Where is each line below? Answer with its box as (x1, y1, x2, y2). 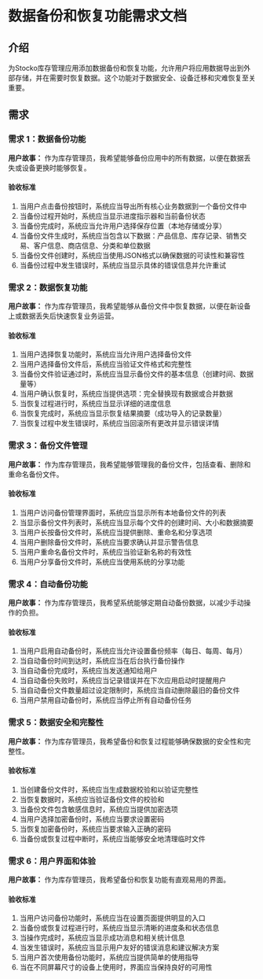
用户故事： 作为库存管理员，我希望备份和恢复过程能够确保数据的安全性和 (8, 737, 244, 746)
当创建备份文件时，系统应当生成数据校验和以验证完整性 (19, 785, 199, 794)
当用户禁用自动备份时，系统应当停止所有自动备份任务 (19, 696, 192, 705)
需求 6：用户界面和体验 (8, 855, 97, 866)
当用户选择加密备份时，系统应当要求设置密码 (19, 814, 165, 823)
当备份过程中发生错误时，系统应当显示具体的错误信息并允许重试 (19, 260, 226, 270)
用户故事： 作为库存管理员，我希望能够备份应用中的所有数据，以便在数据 (8, 153, 244, 162)
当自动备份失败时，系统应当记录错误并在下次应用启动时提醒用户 (19, 676, 226, 685)
